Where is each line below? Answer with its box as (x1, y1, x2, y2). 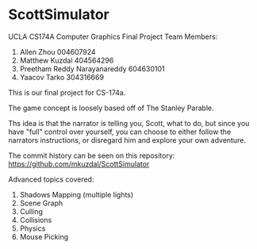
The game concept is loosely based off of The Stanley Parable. (8, 103, 214, 113)
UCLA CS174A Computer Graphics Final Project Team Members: (8, 32, 218, 41)
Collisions (19, 215, 52, 224)
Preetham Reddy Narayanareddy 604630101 (19, 63, 165, 73)
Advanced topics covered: (8, 174, 94, 184)
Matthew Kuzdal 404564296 (19, 56, 114, 65)
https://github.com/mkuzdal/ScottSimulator (8, 159, 150, 168)
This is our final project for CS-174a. (8, 87, 126, 97)
